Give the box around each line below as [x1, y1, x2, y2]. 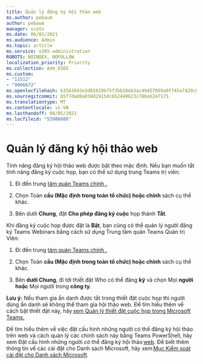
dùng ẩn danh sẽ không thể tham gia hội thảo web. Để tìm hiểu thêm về [6, 301, 184, 308]
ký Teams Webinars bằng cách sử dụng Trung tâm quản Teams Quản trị [6, 228, 185, 236]
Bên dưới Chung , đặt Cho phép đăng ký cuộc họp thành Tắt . [14, 210, 167, 217]
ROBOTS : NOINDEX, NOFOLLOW [6, 54, 74, 60]
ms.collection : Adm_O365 [6, 65, 69, 71]
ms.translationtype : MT [6, 99, 66, 105]
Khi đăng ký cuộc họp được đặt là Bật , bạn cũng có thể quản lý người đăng [6, 222, 193, 229]
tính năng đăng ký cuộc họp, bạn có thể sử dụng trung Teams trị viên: [6, 168, 180, 176]
